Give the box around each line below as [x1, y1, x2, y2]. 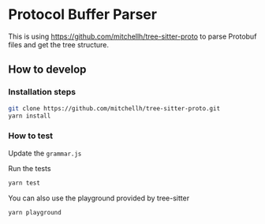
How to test [8, 130, 54, 141]
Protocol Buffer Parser [8, 6, 158, 24]
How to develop [8, 63, 87, 77]
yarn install [8, 112, 51, 120]
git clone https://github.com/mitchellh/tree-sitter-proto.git [8, 104, 221, 112]
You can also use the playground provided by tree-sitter [8, 193, 190, 203]
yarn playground [8, 208, 62, 216]
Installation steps [8, 87, 77, 98]
